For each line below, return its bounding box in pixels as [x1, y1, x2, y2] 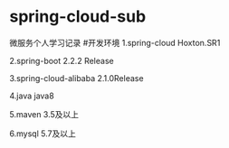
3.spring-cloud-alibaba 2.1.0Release [9, 72, 144, 83]
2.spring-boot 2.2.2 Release [9, 55, 115, 66]
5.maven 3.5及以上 [9, 108, 80, 119]
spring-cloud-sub [9, 6, 147, 27]
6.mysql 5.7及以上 [9, 128, 77, 139]
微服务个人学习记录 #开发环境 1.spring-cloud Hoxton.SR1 [9, 37, 221, 48]
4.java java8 [9, 90, 54, 101]
